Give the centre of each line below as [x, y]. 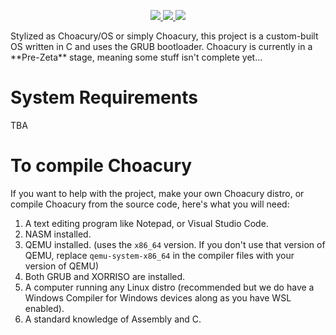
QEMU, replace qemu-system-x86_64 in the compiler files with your [159, 255]
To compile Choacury [101, 166]
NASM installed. [58, 234]
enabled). [44, 308]
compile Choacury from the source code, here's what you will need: [150, 204]
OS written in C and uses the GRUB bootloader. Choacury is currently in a [161, 46]
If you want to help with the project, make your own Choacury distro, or [157, 193]
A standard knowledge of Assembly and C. [113, 319]
